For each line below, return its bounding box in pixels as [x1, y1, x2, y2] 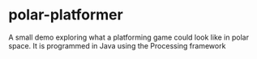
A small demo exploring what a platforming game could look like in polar [8, 32, 250, 42]
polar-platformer [8, 6, 123, 24]
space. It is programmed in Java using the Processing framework [8, 40, 226, 50]
